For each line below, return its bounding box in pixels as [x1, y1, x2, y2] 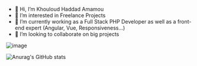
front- [177, 18, 192, 25]
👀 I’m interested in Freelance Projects [14, 12, 106, 19]
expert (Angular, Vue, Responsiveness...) [25, 24, 125, 31]
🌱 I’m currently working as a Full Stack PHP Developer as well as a [14, 18, 176, 25]
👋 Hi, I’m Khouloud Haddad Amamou [14, 6, 104, 12]
